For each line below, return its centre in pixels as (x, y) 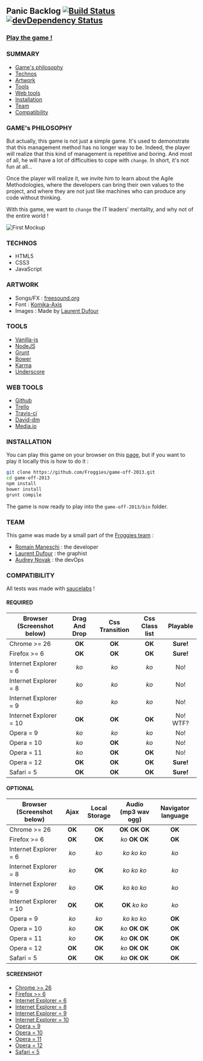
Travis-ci (26, 413)
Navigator (175, 808)
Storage (99, 815)
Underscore (30, 372)
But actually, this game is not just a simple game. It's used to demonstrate (98, 141)
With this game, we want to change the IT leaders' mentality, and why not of (100, 209)
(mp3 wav (135, 811)
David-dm (27, 420)
